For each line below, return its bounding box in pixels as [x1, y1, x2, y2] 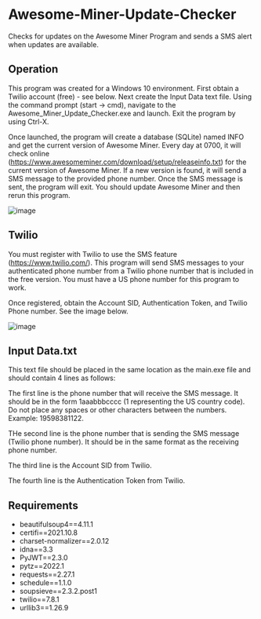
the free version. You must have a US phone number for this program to [8, 274, 240, 284]
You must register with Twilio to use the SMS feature [8, 249, 178, 258]
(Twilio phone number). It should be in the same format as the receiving [8, 438, 239, 447]
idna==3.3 [19, 544, 53, 555]
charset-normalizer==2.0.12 [19, 537, 110, 546]
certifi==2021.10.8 [19, 528, 78, 537]
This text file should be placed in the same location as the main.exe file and [8, 365, 251, 375]
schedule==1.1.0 [19, 578, 72, 588]
